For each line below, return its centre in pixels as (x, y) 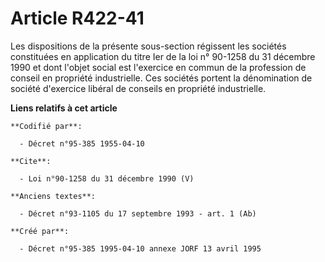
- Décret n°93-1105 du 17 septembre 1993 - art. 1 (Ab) (138, 213)
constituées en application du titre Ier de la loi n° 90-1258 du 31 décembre (163, 56)
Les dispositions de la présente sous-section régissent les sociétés (148, 46)
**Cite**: (31, 161)
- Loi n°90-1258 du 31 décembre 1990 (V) (107, 178)
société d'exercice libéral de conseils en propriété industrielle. (138, 88)
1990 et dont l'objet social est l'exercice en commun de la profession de (158, 67)
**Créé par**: (40, 231)
